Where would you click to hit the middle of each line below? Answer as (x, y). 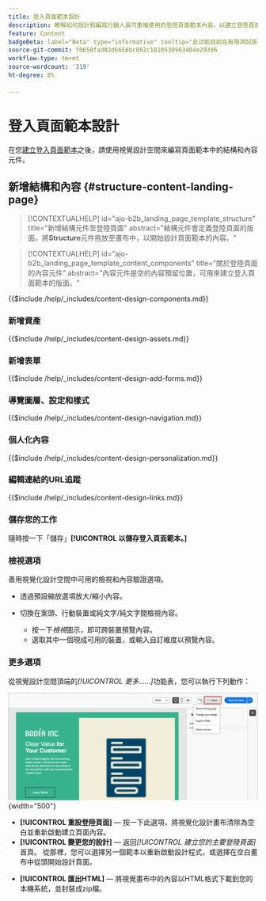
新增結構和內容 (45, 186)
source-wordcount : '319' (49, 67)
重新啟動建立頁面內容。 (72, 832)
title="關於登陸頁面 (227, 263)
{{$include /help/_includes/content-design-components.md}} (108, 299)
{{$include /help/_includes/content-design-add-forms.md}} (106, 378)
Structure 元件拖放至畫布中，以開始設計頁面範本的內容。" (142, 238)
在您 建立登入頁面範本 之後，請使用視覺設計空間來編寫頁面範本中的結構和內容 (133, 150)
